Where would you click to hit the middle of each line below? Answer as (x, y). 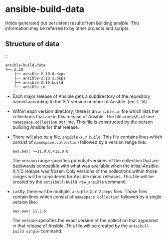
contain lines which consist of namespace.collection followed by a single (87, 197)
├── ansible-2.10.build (39, 83)
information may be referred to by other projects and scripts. (67, 28)
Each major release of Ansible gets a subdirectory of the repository (81, 96)
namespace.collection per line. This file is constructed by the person (83, 122)
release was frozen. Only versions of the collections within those (91, 171)
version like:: (25, 202)
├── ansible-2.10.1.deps (40, 78)
